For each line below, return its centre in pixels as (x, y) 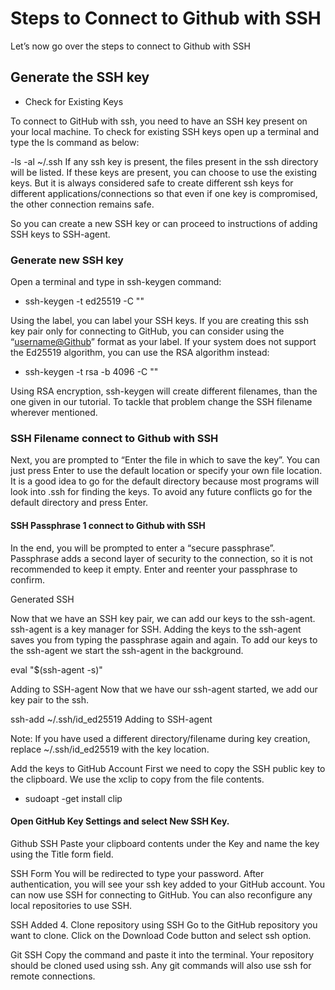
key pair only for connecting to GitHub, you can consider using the (147, 331)
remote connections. (53, 976)
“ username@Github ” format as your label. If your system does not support (163, 342)
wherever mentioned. (54, 413)
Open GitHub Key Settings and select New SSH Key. (120, 821)
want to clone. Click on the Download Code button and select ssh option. (161, 935)
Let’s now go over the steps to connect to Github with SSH (130, 46)
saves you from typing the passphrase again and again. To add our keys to (164, 639)
